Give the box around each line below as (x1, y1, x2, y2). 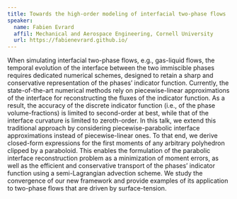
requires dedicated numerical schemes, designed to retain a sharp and (7, 72, 214, 80)
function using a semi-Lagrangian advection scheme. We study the (7, 169, 203, 178)
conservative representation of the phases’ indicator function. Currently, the (7, 79, 229, 87)
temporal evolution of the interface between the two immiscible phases (7, 64, 214, 72)
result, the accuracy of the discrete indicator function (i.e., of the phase (7, 101, 216, 110)
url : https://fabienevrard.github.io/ (13, 37, 129, 44)
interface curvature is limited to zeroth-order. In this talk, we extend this (7, 116, 216, 125)
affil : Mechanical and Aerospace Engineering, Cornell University (13, 30, 214, 38)
